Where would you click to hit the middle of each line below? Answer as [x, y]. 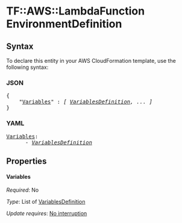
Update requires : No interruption [47, 213]
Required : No [23, 190]
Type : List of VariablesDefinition [46, 202]
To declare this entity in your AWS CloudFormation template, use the [91, 61]
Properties [27, 161]
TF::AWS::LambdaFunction [76, 11]
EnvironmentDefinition [64, 24]
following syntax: [27, 67]
